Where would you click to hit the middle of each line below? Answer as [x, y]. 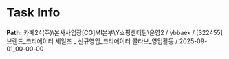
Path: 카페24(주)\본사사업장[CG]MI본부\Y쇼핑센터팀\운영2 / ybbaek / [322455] [115, 32]
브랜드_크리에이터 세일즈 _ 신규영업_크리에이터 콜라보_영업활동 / [92, 41]
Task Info [33, 13]
